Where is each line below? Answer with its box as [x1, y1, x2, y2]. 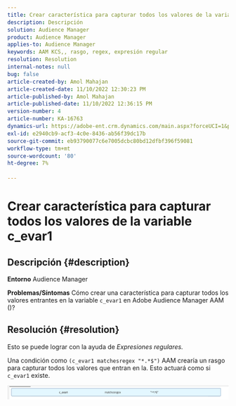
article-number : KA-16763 [7, 115, 83, 122]
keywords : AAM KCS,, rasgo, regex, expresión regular [7, 49, 169, 56]
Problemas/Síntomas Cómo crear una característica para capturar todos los [7, 288, 229, 297]
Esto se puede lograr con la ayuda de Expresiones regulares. [7, 342, 184, 351]
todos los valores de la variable [7, 213, 192, 229]
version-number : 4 [7, 108, 61, 115]
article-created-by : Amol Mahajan [7, 78, 109, 85]
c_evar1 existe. [7, 371, 51, 379]
